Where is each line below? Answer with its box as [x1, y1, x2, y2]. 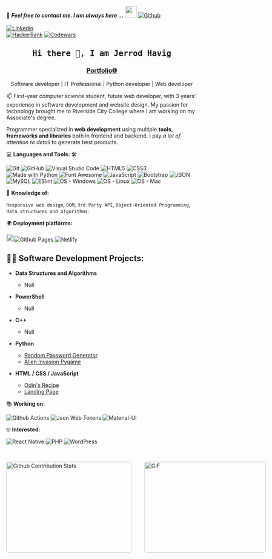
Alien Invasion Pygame [24, 358, 81, 365]
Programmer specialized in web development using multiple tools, [6, 125, 173, 133]
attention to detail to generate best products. [6, 138, 118, 145]
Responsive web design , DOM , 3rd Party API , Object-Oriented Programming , [6, 200, 191, 208]
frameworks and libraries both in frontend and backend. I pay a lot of [6, 132, 181, 139]
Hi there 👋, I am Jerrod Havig [32, 48, 171, 59]
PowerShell [15, 293, 45, 300]
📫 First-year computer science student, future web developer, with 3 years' [6, 92, 196, 99]
